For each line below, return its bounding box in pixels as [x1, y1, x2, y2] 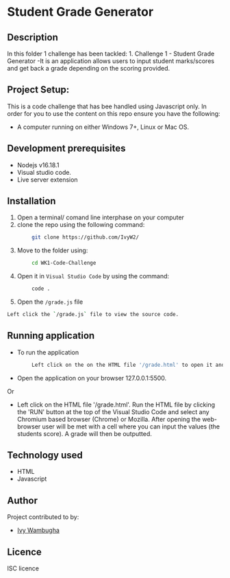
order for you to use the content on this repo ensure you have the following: [7, 109, 220, 117]
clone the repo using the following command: [16, 221, 145, 229]
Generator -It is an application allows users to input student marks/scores [7, 57, 214, 65]
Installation [7, 195, 56, 207]
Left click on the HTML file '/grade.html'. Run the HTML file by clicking [16, 400, 216, 409]
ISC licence [7, 564, 40, 573]
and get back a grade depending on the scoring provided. [7, 64, 170, 72]
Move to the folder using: [16, 246, 88, 254]
